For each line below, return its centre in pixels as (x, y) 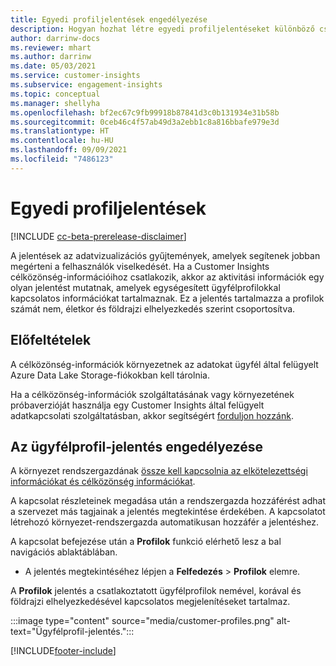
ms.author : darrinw (51, 57)
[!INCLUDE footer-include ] (63, 651)
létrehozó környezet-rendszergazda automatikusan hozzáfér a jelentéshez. (165, 522)
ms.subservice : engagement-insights (86, 85)
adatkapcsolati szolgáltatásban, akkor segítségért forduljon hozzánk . (152, 415)
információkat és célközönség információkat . (103, 482)
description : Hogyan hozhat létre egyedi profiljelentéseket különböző (162, 29)
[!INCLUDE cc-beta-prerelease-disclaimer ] (98, 236)
